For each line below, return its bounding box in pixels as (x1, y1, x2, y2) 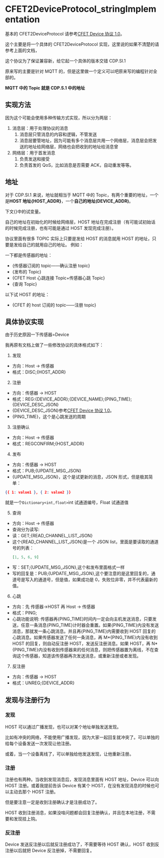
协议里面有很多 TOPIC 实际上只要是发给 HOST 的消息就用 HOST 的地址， (5, 235, 152, 242)
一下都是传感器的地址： (5, 252, 52, 258)
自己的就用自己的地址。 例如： (22, 242, 84, 247)
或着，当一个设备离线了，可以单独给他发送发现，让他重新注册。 (5, 751, 134, 757)
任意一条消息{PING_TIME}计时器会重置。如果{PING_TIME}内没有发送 (21, 622, 159, 628)
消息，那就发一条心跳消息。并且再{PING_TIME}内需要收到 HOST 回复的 (12, 628, 156, 634)
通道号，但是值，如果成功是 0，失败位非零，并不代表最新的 (38, 577, 158, 582)
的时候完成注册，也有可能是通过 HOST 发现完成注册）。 (5, 225, 116, 231)
